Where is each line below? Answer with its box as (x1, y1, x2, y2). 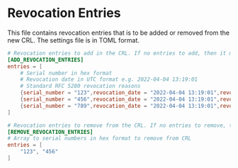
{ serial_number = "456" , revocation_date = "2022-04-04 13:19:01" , (20, 96, 220, 103)
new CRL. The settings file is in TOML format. (7, 35, 140, 44)
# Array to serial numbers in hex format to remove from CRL (7, 135, 192, 142)
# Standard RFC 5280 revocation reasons (20, 83, 141, 90)
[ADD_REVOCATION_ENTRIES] (7, 56, 84, 63)
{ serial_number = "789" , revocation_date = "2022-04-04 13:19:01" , (20, 102, 220, 109)
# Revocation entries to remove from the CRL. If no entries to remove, (7, 122, 227, 129)
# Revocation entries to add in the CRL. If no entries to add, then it (7, 50, 227, 57)
